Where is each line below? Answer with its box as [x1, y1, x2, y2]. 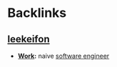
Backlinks [7, 5, 67, 21]
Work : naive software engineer [17, 51, 110, 60]
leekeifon [7, 33, 50, 45]
